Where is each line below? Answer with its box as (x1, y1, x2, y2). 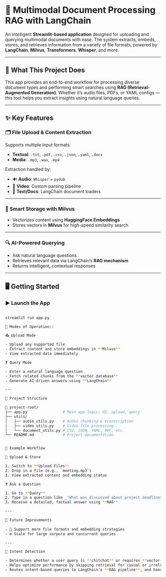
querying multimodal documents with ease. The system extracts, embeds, (5, 37, 156, 42)
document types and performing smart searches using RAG (5, 84, 127, 90)
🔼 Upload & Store (5, 454, 41, 460)
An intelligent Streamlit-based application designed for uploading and (5, 31, 149, 37)
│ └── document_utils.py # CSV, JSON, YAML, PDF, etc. (5, 428, 125, 433)
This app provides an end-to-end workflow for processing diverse (5, 79, 140, 85)
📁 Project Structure (5, 396, 48, 401)
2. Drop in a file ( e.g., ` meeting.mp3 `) (5, 468, 92, 473)
